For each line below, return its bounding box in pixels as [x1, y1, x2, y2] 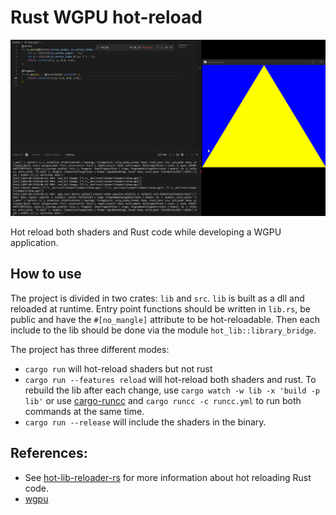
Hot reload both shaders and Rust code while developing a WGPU [10, 226, 282, 238]
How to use [10, 266, 82, 283]
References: [10, 445, 88, 462]
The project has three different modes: [10, 343, 170, 355]
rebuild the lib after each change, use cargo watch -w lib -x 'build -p [24, 384, 320, 396]
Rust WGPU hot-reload [10, 6, 203, 29]
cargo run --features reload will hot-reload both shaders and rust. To [24, 373, 317, 385]
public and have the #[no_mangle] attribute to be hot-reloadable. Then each [10, 313, 320, 325]
